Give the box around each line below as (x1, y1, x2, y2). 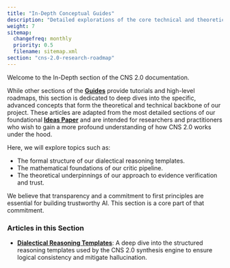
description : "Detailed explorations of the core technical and (7, 16, 194, 23)
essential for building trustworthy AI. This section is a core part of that (7, 199, 205, 207)
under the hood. (7, 130, 53, 138)
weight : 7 (7, 23, 36, 29)
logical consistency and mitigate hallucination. (16, 254, 147, 262)
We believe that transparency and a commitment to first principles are (7, 191, 204, 200)
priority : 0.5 (13, 42, 53, 49)
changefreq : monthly (13, 36, 72, 42)
